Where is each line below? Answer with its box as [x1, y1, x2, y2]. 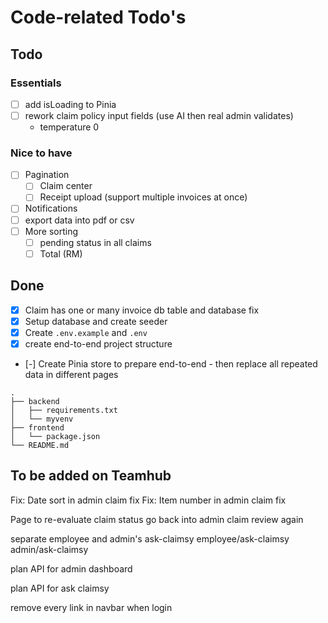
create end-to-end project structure [24, 337, 173, 350]
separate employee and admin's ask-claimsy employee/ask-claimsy [10, 532, 290, 545]
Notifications [24, 202, 78, 215]
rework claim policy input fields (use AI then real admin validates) [24, 109, 294, 121]
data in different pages [24, 368, 119, 380]
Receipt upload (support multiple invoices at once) [39, 191, 248, 203]
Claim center [39, 180, 93, 192]
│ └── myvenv [10, 414, 74, 424]
